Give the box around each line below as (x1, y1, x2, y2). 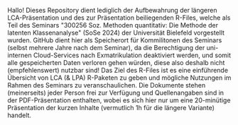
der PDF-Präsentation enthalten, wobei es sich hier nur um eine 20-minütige (7, 96, 231, 105)
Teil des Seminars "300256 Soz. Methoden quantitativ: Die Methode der (7, 21, 219, 29)
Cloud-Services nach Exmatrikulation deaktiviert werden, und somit (33, 51, 232, 59)
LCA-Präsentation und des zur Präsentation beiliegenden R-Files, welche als (7, 13, 231, 22)
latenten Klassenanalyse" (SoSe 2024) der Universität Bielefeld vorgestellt (7, 28, 225, 37)
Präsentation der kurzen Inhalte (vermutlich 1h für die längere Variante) (7, 104, 215, 112)
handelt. (7, 111, 32, 119)
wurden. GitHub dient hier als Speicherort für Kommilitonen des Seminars (7, 36, 222, 44)
